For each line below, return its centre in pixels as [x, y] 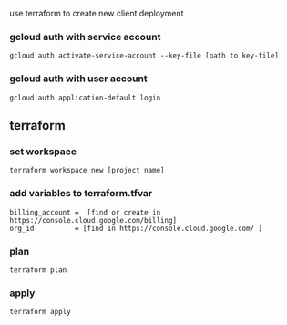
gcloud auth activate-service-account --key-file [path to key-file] [144, 56]
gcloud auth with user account [78, 79]
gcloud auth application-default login [85, 98]
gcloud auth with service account [85, 37]
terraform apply [40, 312]
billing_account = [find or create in [85, 212]
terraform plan [38, 270]
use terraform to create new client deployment [97, 13]
